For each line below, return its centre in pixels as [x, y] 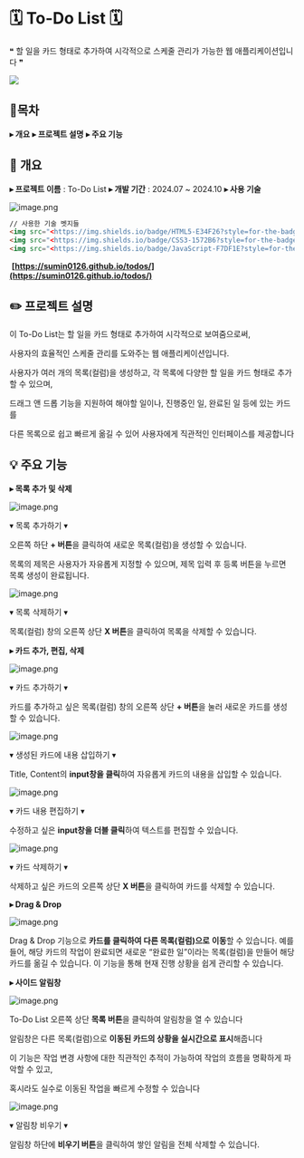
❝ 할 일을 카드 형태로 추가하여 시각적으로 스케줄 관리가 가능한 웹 [121, 51]
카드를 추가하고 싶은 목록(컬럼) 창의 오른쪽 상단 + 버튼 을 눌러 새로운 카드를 [140, 706]
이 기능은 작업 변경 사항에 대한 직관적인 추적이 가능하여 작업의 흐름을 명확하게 [146, 1057]
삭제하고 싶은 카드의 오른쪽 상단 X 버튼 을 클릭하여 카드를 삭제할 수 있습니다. [142, 886]
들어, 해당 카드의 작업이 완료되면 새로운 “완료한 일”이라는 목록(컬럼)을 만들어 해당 [152, 951]
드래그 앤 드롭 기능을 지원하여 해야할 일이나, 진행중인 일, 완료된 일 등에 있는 [142, 403]
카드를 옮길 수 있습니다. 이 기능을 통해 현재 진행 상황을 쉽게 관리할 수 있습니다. [147, 963]
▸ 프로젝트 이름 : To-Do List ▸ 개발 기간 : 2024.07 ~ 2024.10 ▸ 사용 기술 [135, 188]
